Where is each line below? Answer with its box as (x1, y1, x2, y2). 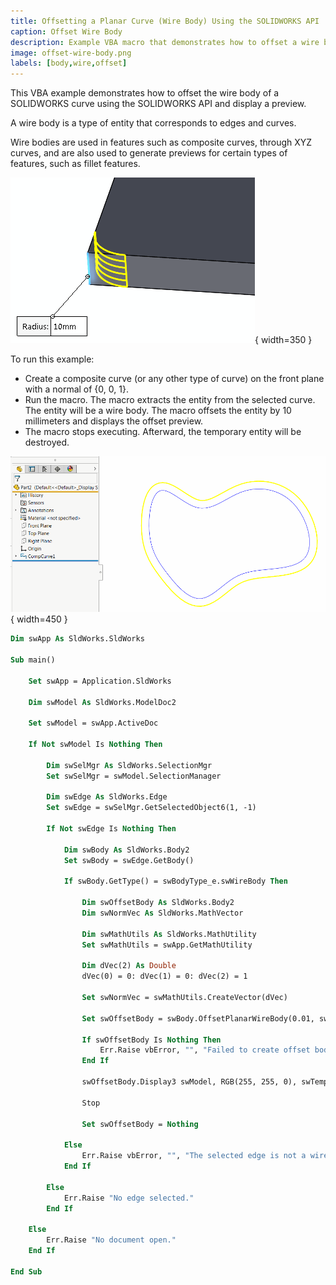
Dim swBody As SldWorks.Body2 (63, 845, 190, 855)
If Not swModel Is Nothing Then (28, 740, 163, 750)
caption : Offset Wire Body (10, 26, 123, 37)
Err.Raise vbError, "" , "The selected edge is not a (81, 1151, 307, 1161)
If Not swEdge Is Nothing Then (46, 824, 177, 834)
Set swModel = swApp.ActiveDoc (28, 718, 159, 729)
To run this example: (10, 353, 95, 365)
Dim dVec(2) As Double (81, 961, 177, 971)
